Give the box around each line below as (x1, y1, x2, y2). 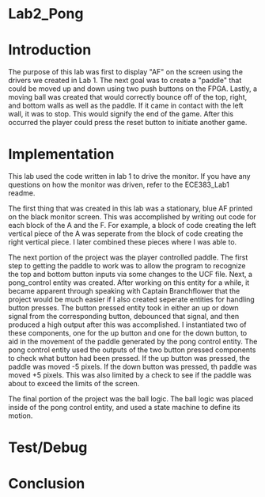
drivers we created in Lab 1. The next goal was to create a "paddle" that (8, 76, 242, 85)
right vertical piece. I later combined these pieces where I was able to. (8, 237, 237, 247)
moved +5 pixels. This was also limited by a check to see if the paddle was (8, 370, 252, 380)
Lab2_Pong (8, 5, 84, 23)
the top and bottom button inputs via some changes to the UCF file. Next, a (8, 270, 253, 279)
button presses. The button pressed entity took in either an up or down (8, 303, 239, 313)
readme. (8, 188, 36, 198)
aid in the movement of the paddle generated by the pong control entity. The (8, 337, 258, 347)
